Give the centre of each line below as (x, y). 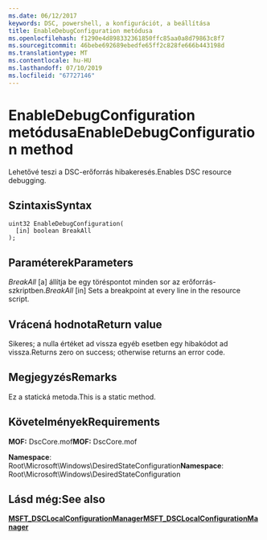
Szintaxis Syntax (50, 205)
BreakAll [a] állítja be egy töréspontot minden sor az (94, 282)
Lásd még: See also (57, 499)
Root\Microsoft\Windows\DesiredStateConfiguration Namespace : (116, 465)
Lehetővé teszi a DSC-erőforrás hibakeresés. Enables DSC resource (120, 172)
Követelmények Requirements (84, 422)
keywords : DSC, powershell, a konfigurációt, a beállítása (109, 23)
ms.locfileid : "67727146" (51, 76)
